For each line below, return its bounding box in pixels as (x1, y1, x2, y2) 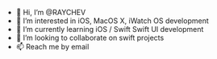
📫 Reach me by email (15, 42, 90, 51)
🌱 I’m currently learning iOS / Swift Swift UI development (15, 25, 204, 33)
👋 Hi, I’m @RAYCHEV (15, 8, 86, 17)
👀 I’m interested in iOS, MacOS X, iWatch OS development (15, 16, 209, 26)
